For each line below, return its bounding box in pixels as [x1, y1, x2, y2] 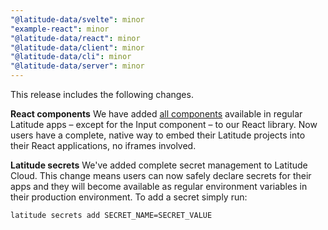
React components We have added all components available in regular [10, 108, 303, 120]
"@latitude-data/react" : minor [10, 33, 141, 43]
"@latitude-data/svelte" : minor [10, 14, 145, 25]
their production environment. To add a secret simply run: [10, 191, 248, 203]
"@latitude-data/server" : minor [10, 61, 145, 71]
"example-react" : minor [10, 24, 110, 34]
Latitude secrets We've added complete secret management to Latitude [10, 159, 308, 171]
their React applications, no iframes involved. [10, 140, 197, 151]
